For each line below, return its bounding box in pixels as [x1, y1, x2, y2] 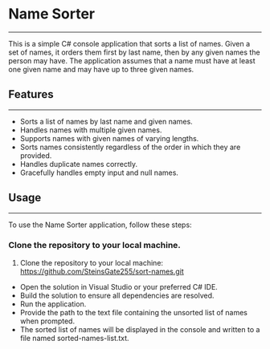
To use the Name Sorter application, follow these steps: [8, 220, 192, 229]
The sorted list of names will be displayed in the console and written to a [19, 324, 260, 334]
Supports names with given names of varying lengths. [19, 133, 199, 143]
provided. [19, 150, 52, 160]
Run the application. [19, 298, 87, 309]
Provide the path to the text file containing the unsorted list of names [19, 307, 247, 317]
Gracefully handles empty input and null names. [19, 168, 179, 177]
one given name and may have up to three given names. [8, 64, 194, 74]
